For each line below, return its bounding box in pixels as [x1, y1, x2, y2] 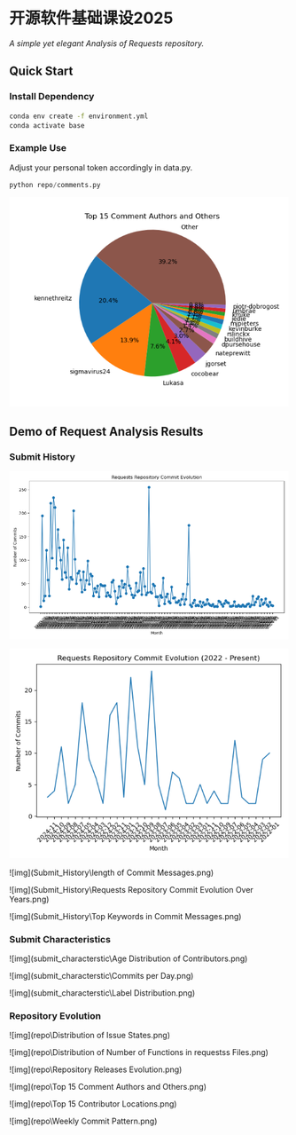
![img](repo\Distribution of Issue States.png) [9, 1030, 171, 1041]
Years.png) [9, 894, 50, 904]
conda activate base [9, 121, 86, 130]
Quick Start [9, 64, 74, 79]
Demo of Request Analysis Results [9, 423, 204, 439]
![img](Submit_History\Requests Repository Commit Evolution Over [9, 884, 254, 895]
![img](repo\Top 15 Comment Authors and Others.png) [9, 1082, 206, 1092]
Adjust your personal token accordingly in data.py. [9, 162, 193, 173]
